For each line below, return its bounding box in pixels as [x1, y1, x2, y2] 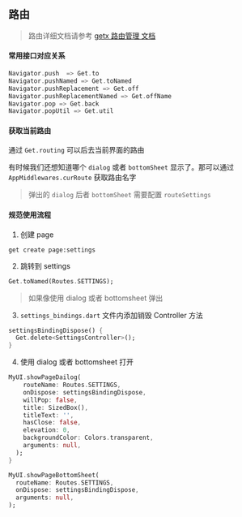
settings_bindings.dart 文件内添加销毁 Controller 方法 [19, 310, 204, 320]
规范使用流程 [8, 210, 51, 220]
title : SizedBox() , [23, 403, 89, 411]
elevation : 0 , [23, 426, 70, 434]
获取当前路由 [8, 125, 51, 136]
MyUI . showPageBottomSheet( [8, 471, 100, 479]
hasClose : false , [23, 419, 82, 427]
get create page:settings [8, 246, 96, 254]
